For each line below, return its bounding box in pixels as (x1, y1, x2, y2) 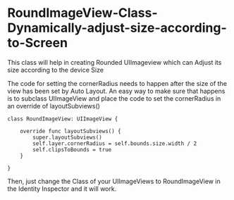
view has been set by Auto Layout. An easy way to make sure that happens (7, 87, 226, 95)
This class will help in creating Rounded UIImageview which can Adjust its (7, 58, 222, 66)
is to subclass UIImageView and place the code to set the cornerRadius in (7, 94, 221, 103)
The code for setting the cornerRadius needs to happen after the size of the (7, 79, 228, 87)
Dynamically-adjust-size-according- (7, 20, 227, 36)
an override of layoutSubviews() (7, 101, 101, 110)
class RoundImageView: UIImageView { (7, 115, 118, 123)
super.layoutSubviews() (32, 134, 102, 141)
